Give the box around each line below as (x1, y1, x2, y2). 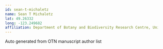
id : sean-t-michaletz (5, 7, 49, 12)
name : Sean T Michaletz (5, 12, 53, 16)
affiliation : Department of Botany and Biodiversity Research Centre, (5, 25, 151, 30)
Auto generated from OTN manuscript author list (5, 38, 102, 44)
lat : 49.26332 (5, 16, 34, 21)
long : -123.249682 (5, 20, 42, 26)
